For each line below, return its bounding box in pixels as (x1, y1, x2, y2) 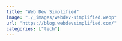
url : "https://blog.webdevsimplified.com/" (6, 20, 117, 26)
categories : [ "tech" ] (6, 25, 61, 32)
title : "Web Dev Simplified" (6, 8, 79, 15)
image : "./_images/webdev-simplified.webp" (6, 14, 117, 20)
